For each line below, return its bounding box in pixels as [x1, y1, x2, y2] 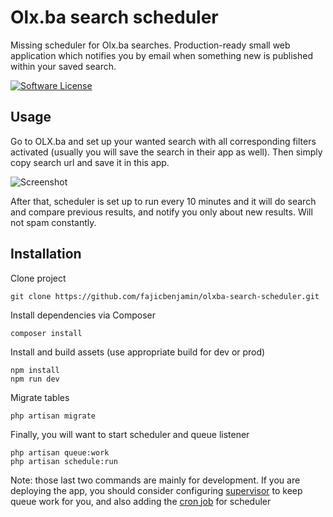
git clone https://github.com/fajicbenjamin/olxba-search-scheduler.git [10, 291, 320, 301]
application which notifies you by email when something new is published [10, 49, 313, 61]
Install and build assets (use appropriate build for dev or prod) [10, 346, 266, 358]
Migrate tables [10, 391, 70, 403]
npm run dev [10, 374, 60, 384]
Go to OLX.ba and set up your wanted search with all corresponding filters [10, 135, 317, 147]
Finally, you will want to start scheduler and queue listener [10, 428, 250, 440]
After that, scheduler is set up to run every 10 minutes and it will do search [10, 195, 317, 207]
